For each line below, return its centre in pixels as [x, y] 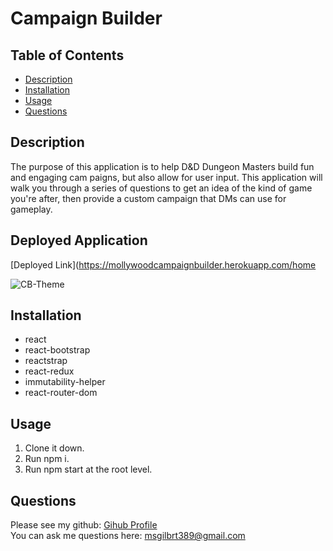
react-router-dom [61, 393]
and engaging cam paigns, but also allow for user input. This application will [166, 177]
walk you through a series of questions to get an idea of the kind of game [161, 188]
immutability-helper [65, 382]
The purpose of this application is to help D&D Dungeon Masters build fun [162, 166]
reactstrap [46, 361]
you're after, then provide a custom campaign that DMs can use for [148, 198]
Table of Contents [67, 55]
